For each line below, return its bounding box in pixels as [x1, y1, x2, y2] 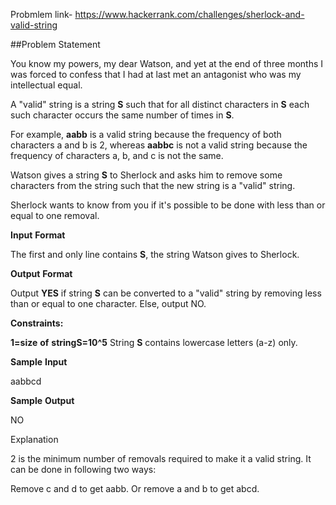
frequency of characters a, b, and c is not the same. [10, 150, 224, 161]
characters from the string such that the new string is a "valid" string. [10, 180, 296, 191]
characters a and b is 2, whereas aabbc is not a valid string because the [10, 139, 308, 151]
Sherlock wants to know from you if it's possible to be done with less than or [10, 199, 326, 211]
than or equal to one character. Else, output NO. [10, 298, 207, 309]
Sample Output [10, 395, 75, 406]
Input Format [10, 229, 66, 241]
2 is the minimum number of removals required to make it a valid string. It [10, 453, 312, 464]
